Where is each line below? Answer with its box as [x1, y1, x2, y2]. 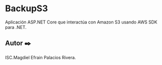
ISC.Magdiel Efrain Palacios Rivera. [5, 54, 76, 60]
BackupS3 [5, 3, 48, 14]
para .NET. [5, 24, 27, 30]
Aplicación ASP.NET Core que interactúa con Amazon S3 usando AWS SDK [5, 19, 158, 25]
